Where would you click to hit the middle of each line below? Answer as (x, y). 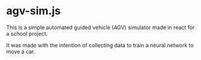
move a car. (21, 51)
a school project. (27, 33)
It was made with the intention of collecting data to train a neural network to (100, 45)
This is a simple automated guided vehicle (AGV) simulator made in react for (100, 27)
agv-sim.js (34, 11)
